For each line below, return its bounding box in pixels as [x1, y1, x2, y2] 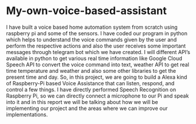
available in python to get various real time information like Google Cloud [6, 55, 182, 62]
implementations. [6, 110, 48, 118]
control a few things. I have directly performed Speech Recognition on [6, 86, 177, 93]
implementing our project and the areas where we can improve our [6, 105, 168, 112]
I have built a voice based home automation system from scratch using [6, 24, 178, 31]
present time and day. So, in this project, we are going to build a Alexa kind [6, 73, 187, 81]
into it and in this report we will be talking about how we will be [6, 98, 158, 105]
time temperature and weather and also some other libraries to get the [6, 67, 177, 74]
